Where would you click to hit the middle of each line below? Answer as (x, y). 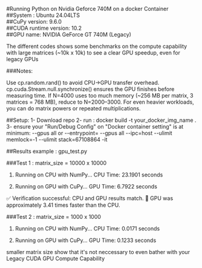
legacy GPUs (22, 59)
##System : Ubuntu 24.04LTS (43, 15)
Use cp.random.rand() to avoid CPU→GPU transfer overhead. (83, 82)
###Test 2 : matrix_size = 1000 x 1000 (54, 217)
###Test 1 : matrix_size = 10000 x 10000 (57, 163)
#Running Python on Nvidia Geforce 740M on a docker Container (87, 9)
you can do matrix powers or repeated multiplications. (73, 108)
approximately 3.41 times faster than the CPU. (63, 205)
